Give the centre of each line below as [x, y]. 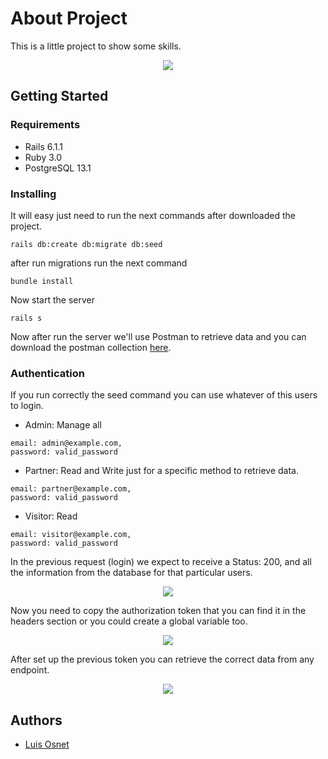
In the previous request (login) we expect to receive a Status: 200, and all [161, 562]
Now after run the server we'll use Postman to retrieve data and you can [158, 336]
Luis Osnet [47, 744]
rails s [26, 318]
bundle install [42, 281]
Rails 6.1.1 [43, 146]
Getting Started [59, 96]
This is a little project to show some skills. [96, 46]
